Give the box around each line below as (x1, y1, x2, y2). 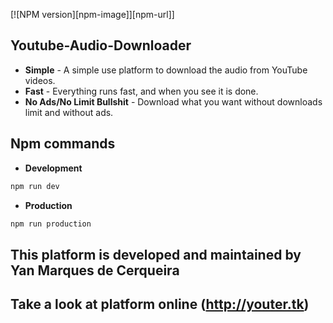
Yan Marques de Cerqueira (10, 262, 180, 279)
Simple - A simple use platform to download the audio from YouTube (24, 64, 308, 76)
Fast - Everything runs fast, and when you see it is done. (24, 85, 259, 97)
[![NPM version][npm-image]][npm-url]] (10, 9, 175, 20)
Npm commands (10, 135, 116, 153)
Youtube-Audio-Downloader (10, 37, 192, 54)
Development (24, 162, 83, 174)
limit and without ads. (24, 106, 114, 118)
